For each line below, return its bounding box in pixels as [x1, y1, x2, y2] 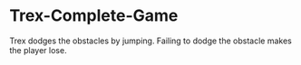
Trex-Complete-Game [9, 5, 179, 26]
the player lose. [9, 44, 67, 55]
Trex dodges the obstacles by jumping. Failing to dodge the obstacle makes [9, 35, 292, 46]
